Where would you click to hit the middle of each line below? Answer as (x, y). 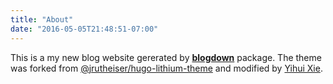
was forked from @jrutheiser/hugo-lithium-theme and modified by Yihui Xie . (166, 68)
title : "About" (42, 19)
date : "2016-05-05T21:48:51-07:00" (84, 29)
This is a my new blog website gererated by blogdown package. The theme (166, 57)
